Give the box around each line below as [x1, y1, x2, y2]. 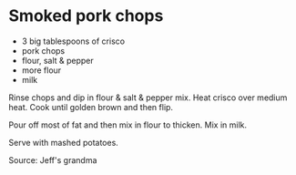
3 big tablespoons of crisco [21, 36, 125, 46]
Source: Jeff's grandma [8, 154, 97, 165]
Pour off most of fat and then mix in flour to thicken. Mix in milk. [8, 119, 248, 130]
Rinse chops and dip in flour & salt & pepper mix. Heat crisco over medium [8, 92, 288, 103]
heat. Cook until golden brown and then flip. [8, 101, 174, 112]
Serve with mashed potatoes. [8, 137, 119, 148]
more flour [21, 65, 62, 76]
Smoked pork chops [8, 5, 164, 26]
